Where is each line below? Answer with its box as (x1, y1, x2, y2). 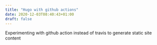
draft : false (5, 16, 32, 21)
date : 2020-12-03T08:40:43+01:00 (5, 12, 74, 17)
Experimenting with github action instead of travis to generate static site (5, 30, 152, 36)
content (5, 35, 21, 41)
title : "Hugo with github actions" (5, 7, 79, 12)
